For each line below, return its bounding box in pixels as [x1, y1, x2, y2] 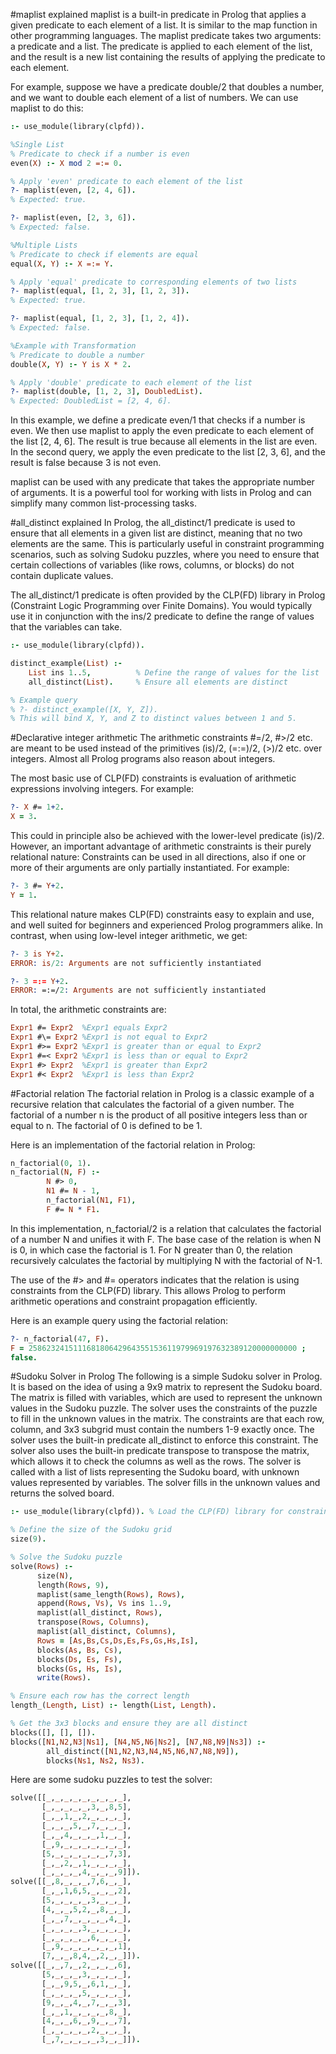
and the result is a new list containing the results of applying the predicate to [10, 51, 326, 63]
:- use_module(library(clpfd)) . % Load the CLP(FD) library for [10, 1507, 284, 1517]
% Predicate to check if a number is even [10, 149, 190, 159]
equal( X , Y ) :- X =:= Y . [10, 259, 114, 269]
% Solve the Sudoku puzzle [10, 1552, 123, 1562]
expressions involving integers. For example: [10, 783, 195, 795]
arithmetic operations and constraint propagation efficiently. [10, 1295, 258, 1307]
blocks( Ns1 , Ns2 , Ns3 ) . [46, 1755, 145, 1766]
